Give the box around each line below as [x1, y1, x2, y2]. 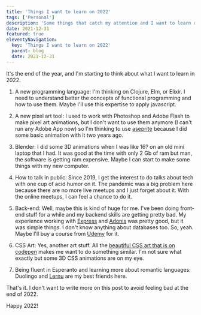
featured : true [6, 31, 44, 37]
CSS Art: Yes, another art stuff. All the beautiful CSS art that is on [14, 241, 175, 249]
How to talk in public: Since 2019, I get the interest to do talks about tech [14, 173, 194, 181]
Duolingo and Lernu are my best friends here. [14, 272, 127, 280]
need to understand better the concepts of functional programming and [14, 94, 191, 101]
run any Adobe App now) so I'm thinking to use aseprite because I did [14, 125, 187, 132]
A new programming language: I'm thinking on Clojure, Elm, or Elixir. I [14, 88, 185, 95]
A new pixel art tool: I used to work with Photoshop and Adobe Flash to [14, 112, 190, 119]
